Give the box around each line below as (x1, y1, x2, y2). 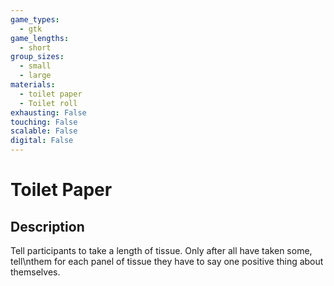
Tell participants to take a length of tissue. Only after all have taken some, (10, 245, 313, 256)
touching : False (10, 117, 78, 127)
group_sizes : (10, 52, 65, 62)
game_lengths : (10, 33, 70, 43)
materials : (10, 80, 56, 90)
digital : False (10, 136, 74, 146)
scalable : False (10, 126, 78, 136)
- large (19, 71, 52, 81)
